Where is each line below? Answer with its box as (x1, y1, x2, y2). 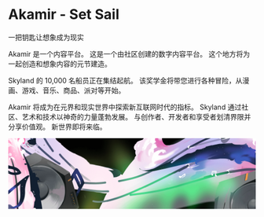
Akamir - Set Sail (8, 6, 119, 24)
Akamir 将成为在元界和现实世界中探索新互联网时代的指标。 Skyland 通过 (8, 102, 242, 112)
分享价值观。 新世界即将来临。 (8, 122, 107, 131)
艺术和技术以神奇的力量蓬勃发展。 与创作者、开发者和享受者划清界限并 (21, 112, 251, 121)
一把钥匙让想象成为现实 (8, 32, 84, 42)
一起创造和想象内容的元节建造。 (8, 59, 112, 68)
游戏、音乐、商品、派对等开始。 (21, 85, 126, 95)
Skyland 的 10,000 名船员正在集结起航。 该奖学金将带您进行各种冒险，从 (8, 75, 243, 85)
